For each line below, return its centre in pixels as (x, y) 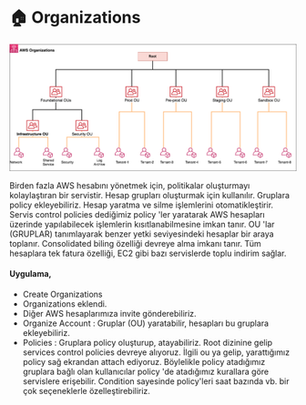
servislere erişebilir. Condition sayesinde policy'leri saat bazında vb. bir (156, 381)
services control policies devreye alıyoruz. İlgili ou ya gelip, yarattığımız (156, 352)
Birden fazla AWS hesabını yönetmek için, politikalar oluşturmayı (130, 185)
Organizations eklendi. (65, 304)
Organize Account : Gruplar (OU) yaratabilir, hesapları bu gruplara (146, 323)
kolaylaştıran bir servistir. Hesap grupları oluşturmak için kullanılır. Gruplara (149, 195)
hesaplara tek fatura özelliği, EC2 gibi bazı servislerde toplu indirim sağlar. (148, 253)
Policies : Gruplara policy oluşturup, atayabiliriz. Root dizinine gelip (148, 342)
